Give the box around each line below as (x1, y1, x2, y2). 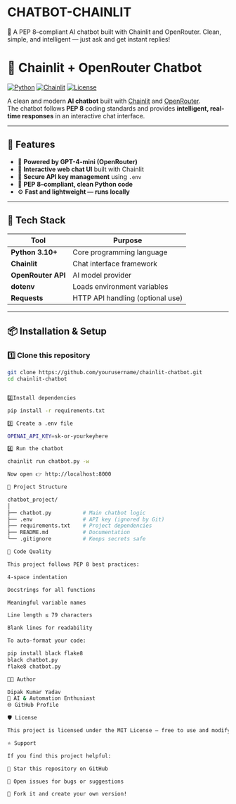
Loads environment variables (72, 281, 169, 291)
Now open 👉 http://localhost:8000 (7, 471, 112, 478)
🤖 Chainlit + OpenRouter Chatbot (7, 60, 202, 76)
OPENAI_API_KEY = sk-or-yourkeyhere (7, 433, 109, 440)
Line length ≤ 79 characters (7, 612, 93, 619)
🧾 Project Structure (7, 483, 68, 490)
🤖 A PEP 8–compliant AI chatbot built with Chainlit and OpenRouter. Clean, (7, 27, 222, 36)
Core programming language (72, 247, 168, 257)
